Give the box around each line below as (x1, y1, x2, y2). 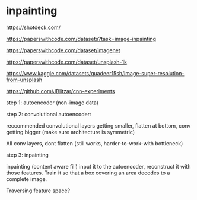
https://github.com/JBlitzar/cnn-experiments (6, 87, 115, 94)
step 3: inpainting (6, 151, 49, 158)
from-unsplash (6, 76, 43, 83)
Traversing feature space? (6, 187, 70, 194)
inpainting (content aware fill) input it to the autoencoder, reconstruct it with (6, 163, 191, 170)
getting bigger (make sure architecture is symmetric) (6, 128, 135, 135)
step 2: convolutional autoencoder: (6, 110, 91, 118)
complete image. (6, 175, 47, 182)
